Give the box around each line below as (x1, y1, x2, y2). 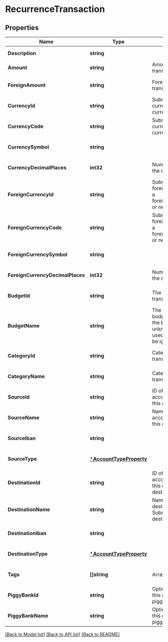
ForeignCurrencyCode (7, 224, 62, 231)
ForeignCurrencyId (7, 191, 54, 198)
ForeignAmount (7, 81, 46, 88)
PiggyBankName (7, 612, 48, 619)
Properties (5, 23, 39, 32)
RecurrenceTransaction (5, 3, 105, 15)
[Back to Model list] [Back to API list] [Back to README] (5, 631, 120, 637)
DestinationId (7, 479, 41, 486)
